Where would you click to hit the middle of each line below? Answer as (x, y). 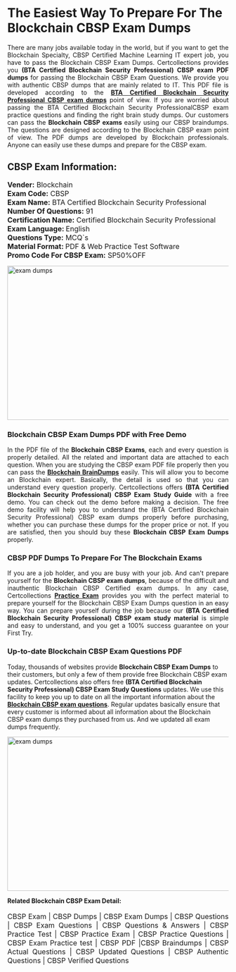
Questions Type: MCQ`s (48, 238)
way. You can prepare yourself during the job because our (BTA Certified (118, 610)
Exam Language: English (48, 228)
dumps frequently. (34, 727)
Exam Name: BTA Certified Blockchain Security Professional (107, 202)
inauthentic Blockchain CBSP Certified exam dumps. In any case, (118, 588)
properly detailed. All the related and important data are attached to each (118, 457)
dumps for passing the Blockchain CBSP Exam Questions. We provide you (118, 77)
